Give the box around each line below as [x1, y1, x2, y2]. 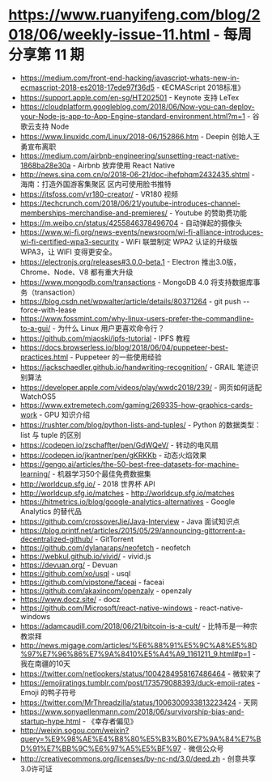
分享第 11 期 [8, 46, 85, 64]
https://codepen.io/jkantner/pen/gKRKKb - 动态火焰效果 [19, 450, 207, 460]
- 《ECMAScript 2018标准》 [156, 83, 245, 92]
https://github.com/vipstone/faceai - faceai [19, 577, 164, 587]
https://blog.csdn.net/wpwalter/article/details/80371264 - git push [19, 296, 241, 306]
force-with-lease [19, 305, 77, 315]
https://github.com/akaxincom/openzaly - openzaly [19, 585, 193, 596]
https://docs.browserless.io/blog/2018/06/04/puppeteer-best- [19, 342, 229, 352]
